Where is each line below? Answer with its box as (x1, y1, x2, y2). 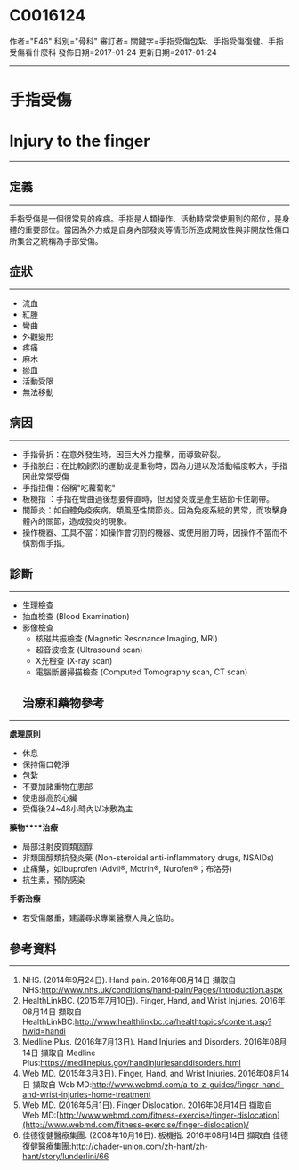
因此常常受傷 (21, 471, 69, 481)
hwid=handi (21, 1025, 67, 1037)
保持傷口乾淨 (21, 759, 69, 770)
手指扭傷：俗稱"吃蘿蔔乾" (21, 482, 116, 493)
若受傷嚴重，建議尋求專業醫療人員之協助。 (21, 913, 179, 924)
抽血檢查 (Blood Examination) (21, 611, 131, 622)
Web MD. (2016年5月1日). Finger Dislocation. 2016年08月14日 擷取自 (21, 1100, 273, 1110)
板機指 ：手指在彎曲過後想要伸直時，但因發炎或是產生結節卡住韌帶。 (21, 493, 274, 504)
